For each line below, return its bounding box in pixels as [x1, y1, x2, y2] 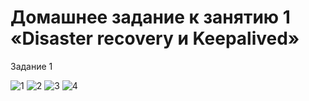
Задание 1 [10, 60, 53, 72]
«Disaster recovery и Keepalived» [10, 27, 300, 50]
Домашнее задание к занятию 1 [10, 6, 291, 29]
